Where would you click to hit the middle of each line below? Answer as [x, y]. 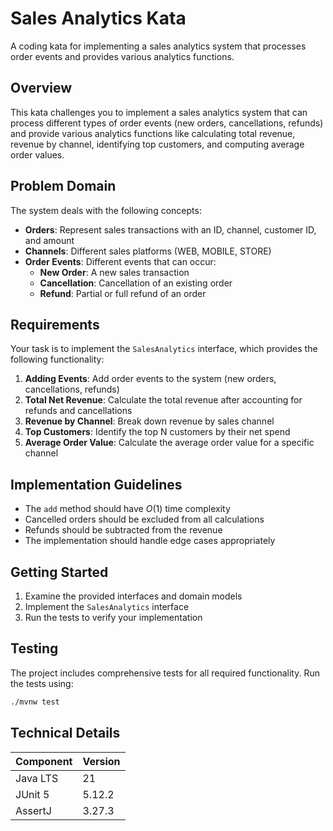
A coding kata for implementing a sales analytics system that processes [158, 46]
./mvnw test [35, 702]
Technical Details [65, 733]
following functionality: [57, 359]
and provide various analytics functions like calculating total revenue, [153, 133]
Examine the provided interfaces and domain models [133, 596]
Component [44, 761]
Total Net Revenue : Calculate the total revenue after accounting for [163, 400]
